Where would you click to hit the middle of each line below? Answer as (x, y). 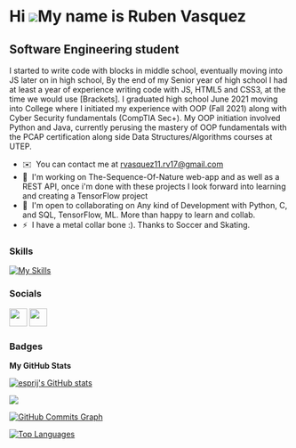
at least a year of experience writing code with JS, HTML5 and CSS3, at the (148, 90)
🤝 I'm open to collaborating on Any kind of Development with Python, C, (155, 205)
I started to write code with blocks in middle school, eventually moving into (146, 70)
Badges (26, 346)
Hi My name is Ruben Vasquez (128, 16)
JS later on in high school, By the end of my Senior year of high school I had (148, 80)
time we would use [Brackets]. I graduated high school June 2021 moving (144, 99)
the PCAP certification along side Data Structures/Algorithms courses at (141, 137)
